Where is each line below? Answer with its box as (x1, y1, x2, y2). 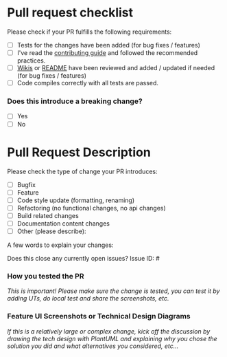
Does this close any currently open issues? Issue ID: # (7, 254, 160, 262)
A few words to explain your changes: (7, 241, 114, 249)
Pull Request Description (7, 144, 151, 160)
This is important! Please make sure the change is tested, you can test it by (7, 287, 220, 295)
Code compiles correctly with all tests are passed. (16, 79, 159, 87)
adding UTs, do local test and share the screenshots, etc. (7, 294, 169, 303)
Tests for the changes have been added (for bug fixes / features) (16, 41, 200, 49)
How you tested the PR (7, 271, 84, 281)
